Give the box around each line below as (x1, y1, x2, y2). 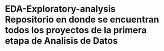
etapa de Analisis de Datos (5, 35, 118, 47)
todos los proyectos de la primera (5, 25, 147, 36)
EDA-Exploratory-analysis (5, 3, 116, 15)
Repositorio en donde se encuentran (5, 14, 159, 25)
